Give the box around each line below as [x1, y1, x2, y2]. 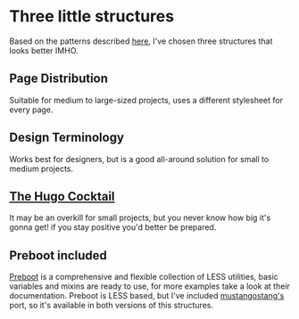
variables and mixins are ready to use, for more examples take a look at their [9, 281, 290, 291]
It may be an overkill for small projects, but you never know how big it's [9, 212, 271, 224]
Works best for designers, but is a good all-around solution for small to [9, 153, 270, 164]
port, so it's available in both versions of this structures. [9, 300, 214, 311]
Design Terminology [9, 130, 125, 145]
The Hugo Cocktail [9, 189, 115, 204]
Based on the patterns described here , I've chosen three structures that [9, 36, 273, 46]
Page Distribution [9, 71, 109, 86]
